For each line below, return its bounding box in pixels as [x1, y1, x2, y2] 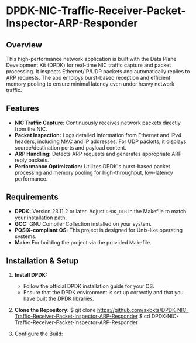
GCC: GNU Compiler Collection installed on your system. [14, 220, 152, 227]
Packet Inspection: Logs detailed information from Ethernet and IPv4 [14, 131, 182, 138]
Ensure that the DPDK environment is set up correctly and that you [23, 289, 184, 296]
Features [6, 104, 39, 114]
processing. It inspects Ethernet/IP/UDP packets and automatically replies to [6, 68, 190, 74]
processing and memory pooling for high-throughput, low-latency [14, 169, 174, 176]
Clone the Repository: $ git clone [14, 307, 97, 314]
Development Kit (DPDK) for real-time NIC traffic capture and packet [6, 62, 171, 69]
